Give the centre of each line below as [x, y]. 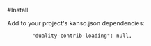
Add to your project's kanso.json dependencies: [76, 23]
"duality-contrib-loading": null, [82, 36]
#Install [18, 10]
